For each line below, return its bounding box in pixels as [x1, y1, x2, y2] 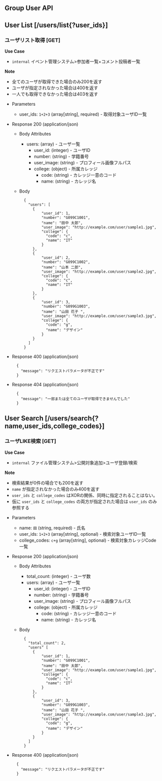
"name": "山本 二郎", [41, 265, 83, 270]
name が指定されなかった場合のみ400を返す [11, 486, 100, 492]
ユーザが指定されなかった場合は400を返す [11, 85, 98, 91]
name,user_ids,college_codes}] [4, 422, 105, 430]
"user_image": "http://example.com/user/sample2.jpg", [41, 269, 157, 275]
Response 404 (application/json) [11, 382, 79, 388]
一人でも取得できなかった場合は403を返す [11, 91, 98, 97]
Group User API [4, 4, 53, 12]
